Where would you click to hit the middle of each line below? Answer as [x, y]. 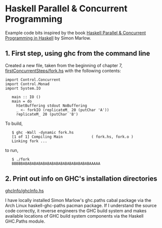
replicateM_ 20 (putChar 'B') [47, 114]
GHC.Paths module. [25, 221]
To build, [14, 123]
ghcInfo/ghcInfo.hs [24, 190]
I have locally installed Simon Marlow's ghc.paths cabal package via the [78, 200]
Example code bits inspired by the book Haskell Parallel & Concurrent [76, 33]
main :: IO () [26, 97]
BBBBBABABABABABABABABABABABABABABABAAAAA [56, 163]
